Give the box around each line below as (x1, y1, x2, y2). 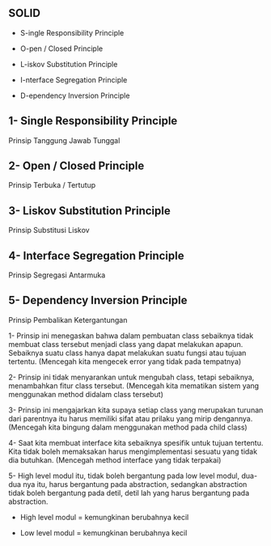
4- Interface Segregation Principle (8, 248, 184, 262)
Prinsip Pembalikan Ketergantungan (8, 315, 128, 324)
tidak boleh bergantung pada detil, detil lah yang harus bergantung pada (8, 488, 250, 497)
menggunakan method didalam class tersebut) (8, 389, 164, 399)
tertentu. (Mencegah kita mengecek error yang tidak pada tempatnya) (8, 356, 242, 366)
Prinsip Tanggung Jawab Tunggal (8, 135, 121, 145)
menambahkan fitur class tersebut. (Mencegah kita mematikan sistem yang (8, 380, 260, 391)
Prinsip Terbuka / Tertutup (8, 180, 96, 190)
